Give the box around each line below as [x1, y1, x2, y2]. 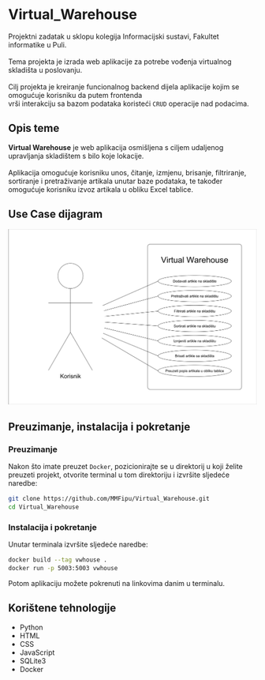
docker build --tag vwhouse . [8, 556, 108, 564]
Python [19, 622, 43, 632]
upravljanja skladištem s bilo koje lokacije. [8, 151, 144, 160]
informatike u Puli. [8, 39, 67, 49]
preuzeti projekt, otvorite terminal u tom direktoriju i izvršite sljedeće [8, 470, 230, 479]
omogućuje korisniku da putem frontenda [8, 90, 143, 100]
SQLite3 [19, 656, 47, 665]
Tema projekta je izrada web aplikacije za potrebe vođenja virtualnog [8, 57, 232, 66]
